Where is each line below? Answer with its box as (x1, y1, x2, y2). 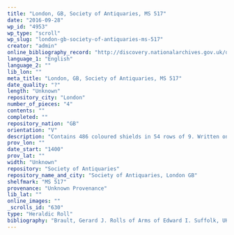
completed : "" (7, 113, 49, 120)
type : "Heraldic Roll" (7, 211, 73, 218)
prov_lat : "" (7, 152, 45, 160)
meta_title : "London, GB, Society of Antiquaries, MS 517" (7, 74, 182, 82)
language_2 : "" (7, 62, 52, 69)
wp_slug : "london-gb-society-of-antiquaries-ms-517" (7, 36, 164, 43)
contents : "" (7, 107, 45, 114)
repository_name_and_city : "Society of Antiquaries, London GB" (7, 172, 198, 179)
